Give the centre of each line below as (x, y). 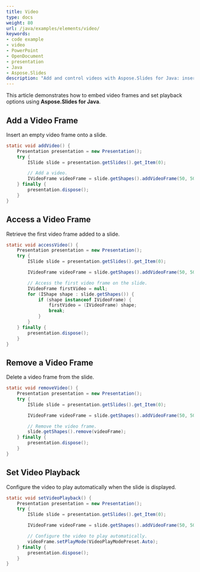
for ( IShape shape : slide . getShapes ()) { (81, 294)
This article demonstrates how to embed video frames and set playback (94, 96)
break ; (57, 311)
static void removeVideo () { (42, 388)
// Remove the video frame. (62, 426)
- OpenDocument (25, 56)
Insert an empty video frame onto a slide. (57, 134)
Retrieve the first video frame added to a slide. (63, 234)
